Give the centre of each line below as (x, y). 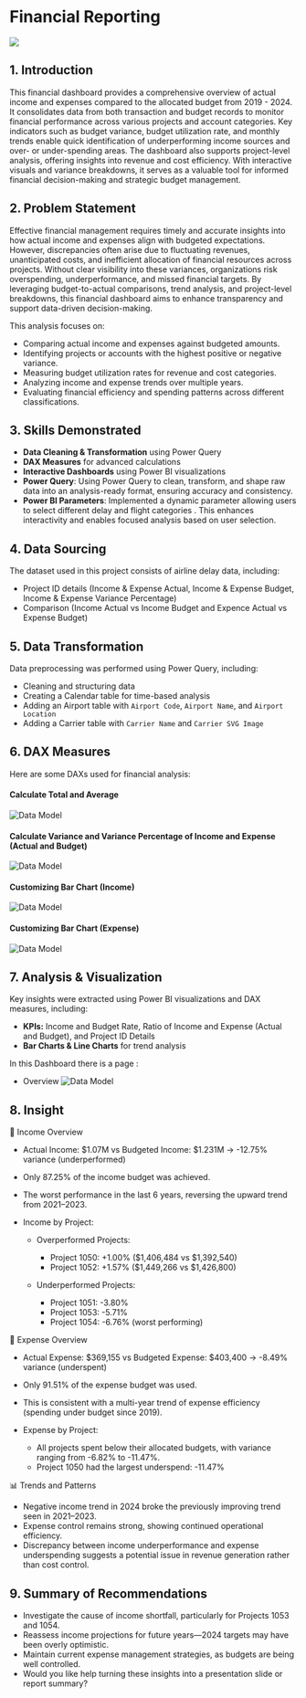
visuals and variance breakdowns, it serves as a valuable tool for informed (149, 170)
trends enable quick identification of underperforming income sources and (150, 141)
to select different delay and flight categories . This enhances (138, 511)
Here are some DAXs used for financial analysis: (100, 774)
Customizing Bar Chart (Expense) (74, 928)
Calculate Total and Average (64, 795)
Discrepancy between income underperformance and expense (141, 1545)
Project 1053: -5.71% (89, 1313)
